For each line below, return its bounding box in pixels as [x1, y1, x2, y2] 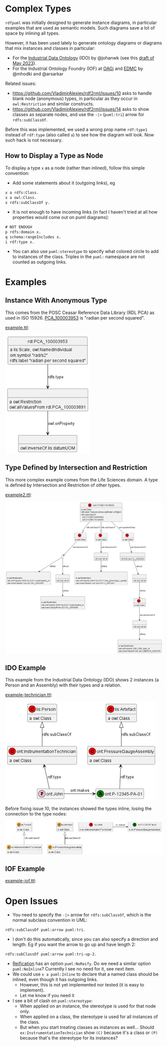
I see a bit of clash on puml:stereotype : [12, 998, 93, 1004]
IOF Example [5, 864, 45, 873]
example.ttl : [5, 324, 29, 330]
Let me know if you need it [19, 992, 75, 998]
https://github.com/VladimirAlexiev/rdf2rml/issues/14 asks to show [12, 106, 150, 112]
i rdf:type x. [5, 239, 35, 244]
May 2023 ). [12, 60, 36, 66]
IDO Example [5, 663, 46, 672]
